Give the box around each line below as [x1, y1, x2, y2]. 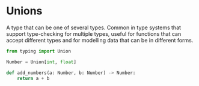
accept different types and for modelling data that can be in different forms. [6, 36, 194, 44]
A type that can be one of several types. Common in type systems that [6, 24, 182, 31]
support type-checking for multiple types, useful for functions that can [6, 30, 182, 37]
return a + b [17, 75, 50, 81]
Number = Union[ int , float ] [6, 59, 77, 65]
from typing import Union [6, 48, 71, 54]
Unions [6, 4, 43, 18]
